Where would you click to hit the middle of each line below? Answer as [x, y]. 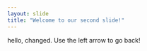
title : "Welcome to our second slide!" [66, 20]
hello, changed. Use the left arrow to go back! [74, 40]
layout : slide [28, 14]
